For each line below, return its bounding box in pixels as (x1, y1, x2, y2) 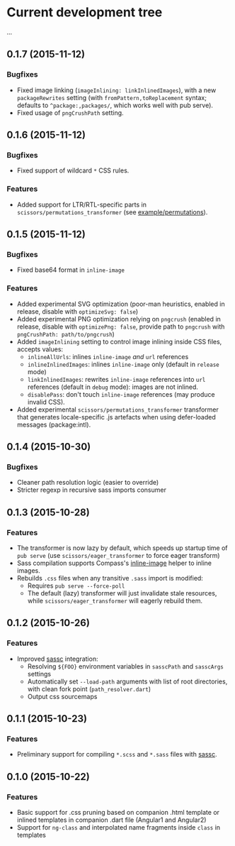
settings (27, 669, 51, 678)
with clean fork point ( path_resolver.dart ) (27, 684, 151, 693)
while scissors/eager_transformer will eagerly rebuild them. (27, 596, 203, 605)
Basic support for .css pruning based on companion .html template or (16, 808, 220, 817)
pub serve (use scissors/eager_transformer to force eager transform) (16, 551, 220, 559)
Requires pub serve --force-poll (27, 581, 125, 590)
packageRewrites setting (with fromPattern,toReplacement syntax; (16, 93, 207, 101)
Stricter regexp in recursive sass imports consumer (16, 485, 167, 494)
